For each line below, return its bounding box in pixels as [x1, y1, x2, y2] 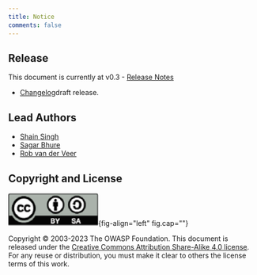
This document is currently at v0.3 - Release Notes [8, 72, 174, 82]
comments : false [8, 21, 62, 29]
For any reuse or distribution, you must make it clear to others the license [8, 250, 247, 260]
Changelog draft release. [19, 88, 99, 97]
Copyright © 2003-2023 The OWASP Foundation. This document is [8, 234, 229, 243]
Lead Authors [8, 111, 77, 124]
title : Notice [8, 13, 55, 21]
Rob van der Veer [19, 149, 77, 159]
